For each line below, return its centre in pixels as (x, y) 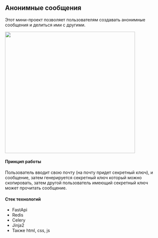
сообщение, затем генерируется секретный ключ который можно (73, 178)
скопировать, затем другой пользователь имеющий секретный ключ (77, 183)
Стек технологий (23, 199)
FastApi (20, 210)
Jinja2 (18, 225)
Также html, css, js (31, 231)
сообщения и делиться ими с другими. (45, 25)
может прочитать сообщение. (36, 188)
